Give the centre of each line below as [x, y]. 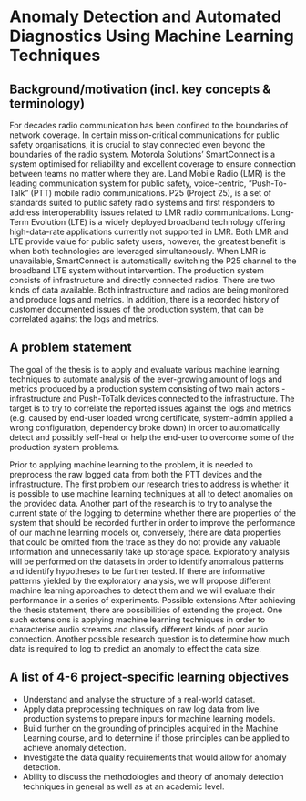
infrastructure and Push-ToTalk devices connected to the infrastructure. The [152, 398]
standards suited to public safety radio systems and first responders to [143, 203]
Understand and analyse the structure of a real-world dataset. [139, 699]
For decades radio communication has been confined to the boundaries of [149, 125]
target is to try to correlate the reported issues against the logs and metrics [150, 408]
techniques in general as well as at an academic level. [123, 786]
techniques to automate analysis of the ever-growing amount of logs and [146, 379]
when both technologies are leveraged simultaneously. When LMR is [138, 251]
